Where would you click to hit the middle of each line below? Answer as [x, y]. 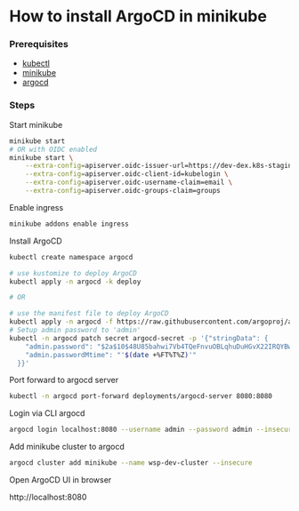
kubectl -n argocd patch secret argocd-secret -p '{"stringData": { [139, 338]
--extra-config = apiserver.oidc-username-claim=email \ [129, 183]
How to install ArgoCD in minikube [138, 16]
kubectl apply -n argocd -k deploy [75, 282]
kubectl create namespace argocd [71, 257]
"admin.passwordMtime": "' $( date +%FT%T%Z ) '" [111, 355]
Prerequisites [39, 44]
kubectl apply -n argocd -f [61, 322]
